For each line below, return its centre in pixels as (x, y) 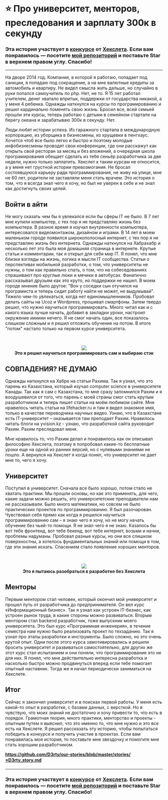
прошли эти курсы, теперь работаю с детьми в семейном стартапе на (81, 115)
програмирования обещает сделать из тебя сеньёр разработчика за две (83, 157)
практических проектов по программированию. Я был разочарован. (79, 509)
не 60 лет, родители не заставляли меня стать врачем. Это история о (80, 178)
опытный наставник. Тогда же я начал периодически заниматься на (78, 668)
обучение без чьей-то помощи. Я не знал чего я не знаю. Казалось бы (81, 525)
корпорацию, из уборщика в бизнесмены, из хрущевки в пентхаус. (77, 135)
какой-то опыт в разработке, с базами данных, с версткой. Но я (74, 707)
